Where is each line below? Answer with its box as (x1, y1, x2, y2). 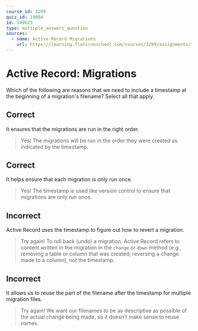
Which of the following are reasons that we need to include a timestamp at (6, 86, 187, 93)
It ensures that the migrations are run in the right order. (6, 125, 140, 133)
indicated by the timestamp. (20, 143, 88, 150)
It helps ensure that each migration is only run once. (6, 176, 133, 183)
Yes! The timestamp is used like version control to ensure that (20, 187, 171, 195)
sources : (6, 31, 28, 37)
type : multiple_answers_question (6, 25, 88, 31)
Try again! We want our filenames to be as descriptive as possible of (20, 307, 187, 314)
